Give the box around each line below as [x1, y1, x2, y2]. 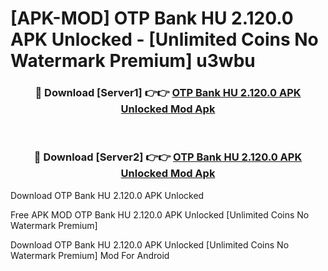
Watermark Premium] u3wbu [10, 50, 256, 72]
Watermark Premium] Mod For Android [10, 249, 170, 261]
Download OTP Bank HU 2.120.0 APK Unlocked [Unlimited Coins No [10, 238, 290, 251]
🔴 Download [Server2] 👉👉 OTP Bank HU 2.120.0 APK [33, 150, 303, 164]
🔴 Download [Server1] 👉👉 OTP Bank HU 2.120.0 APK [34, 86, 302, 100]
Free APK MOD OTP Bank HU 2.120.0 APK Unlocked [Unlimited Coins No [10, 208, 310, 221]
